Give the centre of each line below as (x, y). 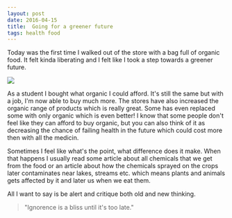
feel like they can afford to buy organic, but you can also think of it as (106, 123)
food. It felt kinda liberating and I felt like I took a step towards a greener (110, 60)
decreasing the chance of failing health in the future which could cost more (115, 130)
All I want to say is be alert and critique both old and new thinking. (101, 194)
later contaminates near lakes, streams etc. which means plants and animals (116, 173)
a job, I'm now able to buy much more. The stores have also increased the (113, 101)
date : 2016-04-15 (32, 20)
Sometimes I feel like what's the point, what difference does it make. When (114, 151)
